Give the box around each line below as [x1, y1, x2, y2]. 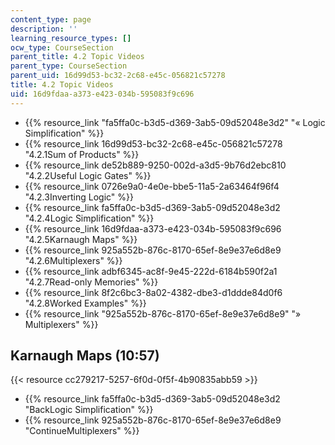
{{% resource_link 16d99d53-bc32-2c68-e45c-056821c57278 [24, 137, 283, 150]
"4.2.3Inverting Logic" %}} [24, 191, 134, 203]
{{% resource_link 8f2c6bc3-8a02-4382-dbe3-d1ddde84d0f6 [24, 286, 283, 298]
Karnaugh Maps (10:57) [10, 347, 160, 365]
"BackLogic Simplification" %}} [24, 404, 154, 416]
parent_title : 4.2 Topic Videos [10, 52, 145, 62]
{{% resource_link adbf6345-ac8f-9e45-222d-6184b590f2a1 [24, 265, 278, 277]
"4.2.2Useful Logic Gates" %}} [24, 169, 152, 181]
